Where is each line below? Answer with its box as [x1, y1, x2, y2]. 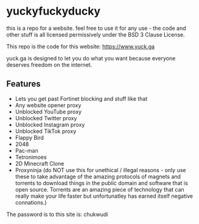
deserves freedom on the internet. [6, 61, 93, 68]
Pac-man [15, 146, 38, 154]
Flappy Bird [15, 134, 44, 141]
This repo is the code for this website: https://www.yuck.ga [6, 43, 155, 50]
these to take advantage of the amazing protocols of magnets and [15, 173, 181, 180]
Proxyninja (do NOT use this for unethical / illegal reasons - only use [15, 166, 186, 173]
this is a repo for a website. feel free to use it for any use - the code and [6, 24, 187, 32]
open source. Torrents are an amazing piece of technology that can [15, 186, 184, 193]
